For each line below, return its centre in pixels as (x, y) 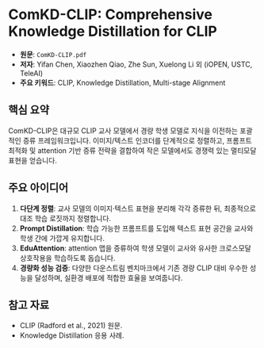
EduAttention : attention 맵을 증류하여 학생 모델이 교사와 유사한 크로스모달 (136, 248)
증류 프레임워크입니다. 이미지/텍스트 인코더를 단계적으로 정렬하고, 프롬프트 (137, 140)
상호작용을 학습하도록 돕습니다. (68, 258)
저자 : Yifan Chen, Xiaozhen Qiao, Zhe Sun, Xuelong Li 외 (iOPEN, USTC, (136, 64)
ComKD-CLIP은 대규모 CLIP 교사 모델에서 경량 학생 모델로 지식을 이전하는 (123, 130)
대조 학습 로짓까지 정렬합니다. (65, 218)
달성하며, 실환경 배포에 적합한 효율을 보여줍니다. (109, 277)
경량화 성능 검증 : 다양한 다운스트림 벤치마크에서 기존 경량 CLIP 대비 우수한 (134, 268)
